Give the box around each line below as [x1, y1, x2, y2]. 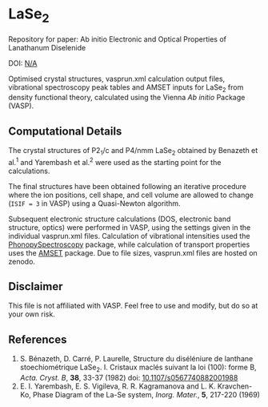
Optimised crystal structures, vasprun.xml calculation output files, [8, 74, 226, 83]
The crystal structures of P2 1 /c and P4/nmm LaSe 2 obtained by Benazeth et [8, 146, 258, 157]
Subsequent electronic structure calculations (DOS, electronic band [8, 214, 231, 224]
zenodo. [8, 256, 36, 266]
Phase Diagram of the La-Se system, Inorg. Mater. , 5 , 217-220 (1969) [33, 390, 260, 400]
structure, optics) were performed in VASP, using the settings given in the [8, 222, 251, 232]
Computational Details [8, 124, 122, 138]
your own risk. [8, 309, 56, 319]
